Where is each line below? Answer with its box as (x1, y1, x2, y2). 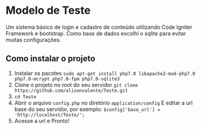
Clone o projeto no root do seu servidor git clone (14, 81, 138, 88)
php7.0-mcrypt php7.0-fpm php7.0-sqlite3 (14, 76, 120, 82)
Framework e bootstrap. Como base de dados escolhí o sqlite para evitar (5, 29, 187, 37)
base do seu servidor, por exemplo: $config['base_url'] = (14, 106, 161, 113)
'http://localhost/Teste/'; (14, 112, 85, 118)
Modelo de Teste (5, 4, 91, 17)
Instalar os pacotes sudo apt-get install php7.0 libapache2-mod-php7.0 (14, 70, 196, 77)
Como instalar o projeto (5, 53, 96, 64)
